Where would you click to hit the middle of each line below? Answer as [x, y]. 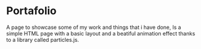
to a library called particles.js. [43, 40]
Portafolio [31, 11]
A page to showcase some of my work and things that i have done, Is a [94, 27]
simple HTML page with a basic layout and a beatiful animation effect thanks [101, 33]
